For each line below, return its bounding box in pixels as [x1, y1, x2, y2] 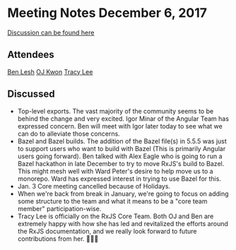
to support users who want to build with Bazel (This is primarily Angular [17, 144, 226, 153]
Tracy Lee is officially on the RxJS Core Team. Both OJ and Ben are [17, 212, 214, 220]
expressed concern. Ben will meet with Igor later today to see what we [17, 121, 223, 130]
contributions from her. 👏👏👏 [17, 234, 99, 243]
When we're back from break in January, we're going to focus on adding [17, 189, 229, 198]
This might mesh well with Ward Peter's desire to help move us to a [17, 167, 213, 175]
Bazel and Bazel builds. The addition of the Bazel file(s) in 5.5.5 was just [17, 136, 228, 145]
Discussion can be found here [7, 28, 95, 37]
